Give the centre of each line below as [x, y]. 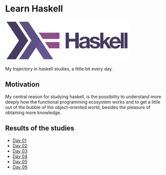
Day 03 [20, 151]
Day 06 [20, 167]
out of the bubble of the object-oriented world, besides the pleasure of [78, 107]
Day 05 [20, 161]
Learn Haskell [34, 9]
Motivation [22, 85]
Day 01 [19, 140]
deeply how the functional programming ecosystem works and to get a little [83, 102]
